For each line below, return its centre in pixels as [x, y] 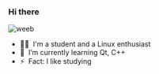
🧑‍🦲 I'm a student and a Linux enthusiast [85, 44]
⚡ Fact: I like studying [56, 61]
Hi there [24, 12]
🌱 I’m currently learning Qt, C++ [72, 53]
